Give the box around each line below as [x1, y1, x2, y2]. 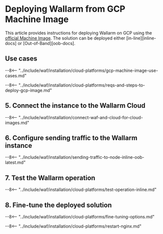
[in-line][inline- [126, 35, 157, 41]
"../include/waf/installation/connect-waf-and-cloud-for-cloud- [18, 114, 143, 120]
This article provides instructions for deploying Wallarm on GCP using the [5, 30, 152, 36]
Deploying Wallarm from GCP [5, 3, 126, 15]
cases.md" [5, 72, 27, 79]
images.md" [5, 120, 30, 126]
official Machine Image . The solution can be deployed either [5, 35, 126, 41]
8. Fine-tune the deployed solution [5, 201, 112, 209]
